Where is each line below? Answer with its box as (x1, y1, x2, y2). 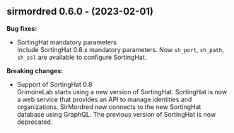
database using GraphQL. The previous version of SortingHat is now (16, 110, 216, 118)
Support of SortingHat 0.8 (16, 80, 93, 89)
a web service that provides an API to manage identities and (16, 95, 192, 103)
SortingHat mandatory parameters (16, 38, 117, 46)
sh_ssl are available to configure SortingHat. (16, 53, 147, 61)
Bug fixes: (6, 24, 37, 32)
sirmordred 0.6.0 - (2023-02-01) (6, 6, 153, 18)
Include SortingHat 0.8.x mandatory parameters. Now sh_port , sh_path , (16, 45, 224, 53)
